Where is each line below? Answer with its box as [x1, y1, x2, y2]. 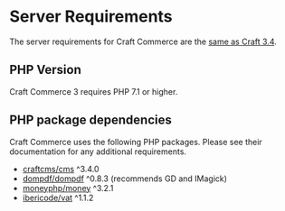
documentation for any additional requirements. [9, 146, 187, 157]
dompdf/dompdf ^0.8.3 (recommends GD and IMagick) [22, 173, 228, 184]
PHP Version [9, 62, 81, 78]
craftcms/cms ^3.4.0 [22, 163, 100, 174]
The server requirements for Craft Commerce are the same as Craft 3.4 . [9, 36, 278, 47]
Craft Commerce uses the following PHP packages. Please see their [9, 136, 262, 147]
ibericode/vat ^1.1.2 [22, 192, 94, 203]
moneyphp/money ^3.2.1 [22, 182, 114, 193]
